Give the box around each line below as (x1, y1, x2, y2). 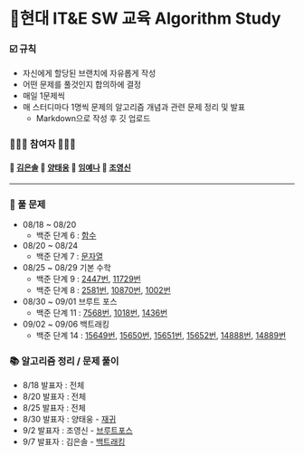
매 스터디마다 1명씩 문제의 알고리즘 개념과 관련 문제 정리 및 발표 (22, 101, 246, 113)
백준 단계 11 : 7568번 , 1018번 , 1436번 (35, 307, 168, 318)
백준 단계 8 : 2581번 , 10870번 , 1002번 (35, 284, 172, 295)
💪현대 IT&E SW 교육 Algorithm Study (9, 8, 281, 29)
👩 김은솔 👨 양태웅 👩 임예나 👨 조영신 (9, 162, 131, 173)
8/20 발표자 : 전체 (22, 391, 87, 403)
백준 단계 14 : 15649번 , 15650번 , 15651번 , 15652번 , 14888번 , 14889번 (35, 329, 287, 340)
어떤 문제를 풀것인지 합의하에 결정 (22, 79, 142, 90)
